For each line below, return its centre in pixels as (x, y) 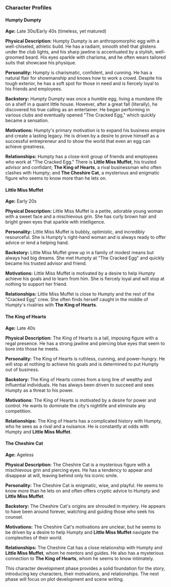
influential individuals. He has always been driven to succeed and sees (80, 385)
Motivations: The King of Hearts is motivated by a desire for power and (81, 400)
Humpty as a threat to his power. (40, 390)
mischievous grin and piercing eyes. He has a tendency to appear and (79, 470)
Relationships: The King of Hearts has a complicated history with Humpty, (84, 421)
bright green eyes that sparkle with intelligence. (55, 222)
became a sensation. (27, 120)
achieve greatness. (25, 146)
